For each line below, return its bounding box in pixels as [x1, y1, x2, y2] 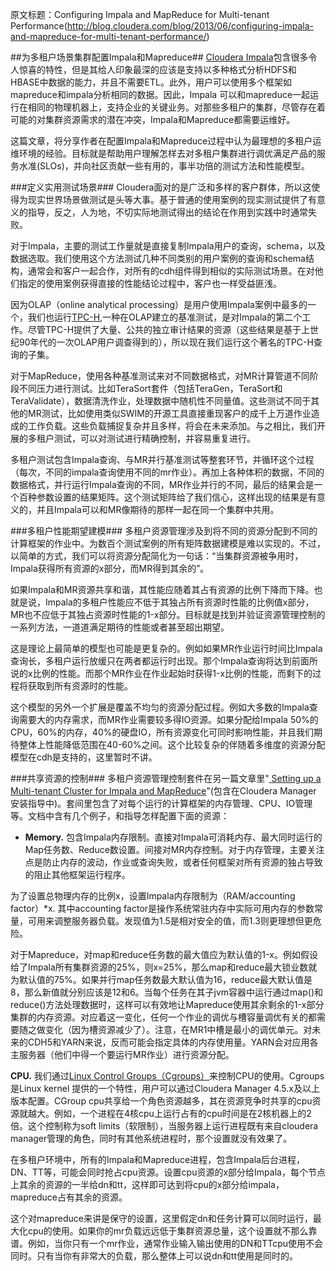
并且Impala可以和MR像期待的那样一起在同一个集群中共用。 [36, 504, 280, 515]
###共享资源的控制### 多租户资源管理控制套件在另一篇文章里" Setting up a [10, 773, 322, 784]
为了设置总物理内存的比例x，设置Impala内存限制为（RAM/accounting [10, 890, 296, 902]
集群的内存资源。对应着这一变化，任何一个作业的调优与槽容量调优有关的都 [10, 1011, 317, 1023]
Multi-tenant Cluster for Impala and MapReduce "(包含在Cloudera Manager [10, 785, 317, 797]
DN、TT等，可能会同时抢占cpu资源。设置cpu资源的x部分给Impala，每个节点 [10, 1166, 326, 1178]
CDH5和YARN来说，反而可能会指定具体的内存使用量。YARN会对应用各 [27, 1036, 319, 1048]
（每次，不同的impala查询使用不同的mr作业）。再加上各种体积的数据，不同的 [10, 466, 325, 478]
